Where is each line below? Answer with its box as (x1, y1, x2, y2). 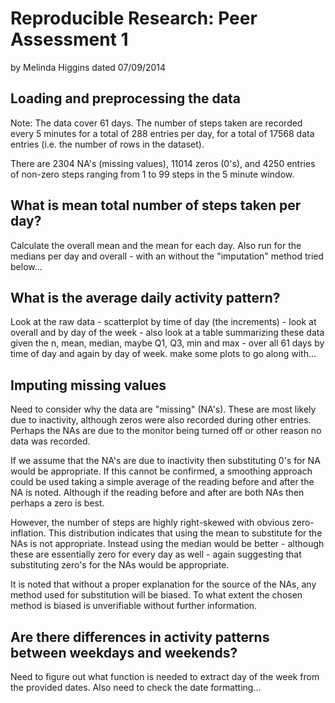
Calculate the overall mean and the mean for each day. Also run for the (10, 239, 302, 251)
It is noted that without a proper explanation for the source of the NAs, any (10, 578, 317, 591)
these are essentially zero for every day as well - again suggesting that (10, 548, 302, 561)
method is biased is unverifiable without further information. (10, 600, 258, 612)
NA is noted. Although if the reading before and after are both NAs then (10, 487, 305, 499)
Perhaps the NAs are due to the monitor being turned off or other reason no (10, 425, 322, 437)
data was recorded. (10, 435, 91, 447)
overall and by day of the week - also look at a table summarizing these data (10, 327, 325, 339)
